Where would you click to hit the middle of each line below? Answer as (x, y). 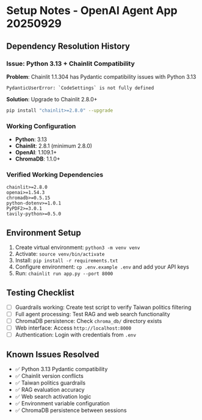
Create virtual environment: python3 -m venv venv (78, 247)
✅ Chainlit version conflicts (49, 376)
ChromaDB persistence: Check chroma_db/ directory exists (88, 321)
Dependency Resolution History (68, 46)
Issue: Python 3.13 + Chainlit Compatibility (71, 63)
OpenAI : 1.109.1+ (36, 153)
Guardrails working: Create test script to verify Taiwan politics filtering (103, 307)
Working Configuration (41, 126)
